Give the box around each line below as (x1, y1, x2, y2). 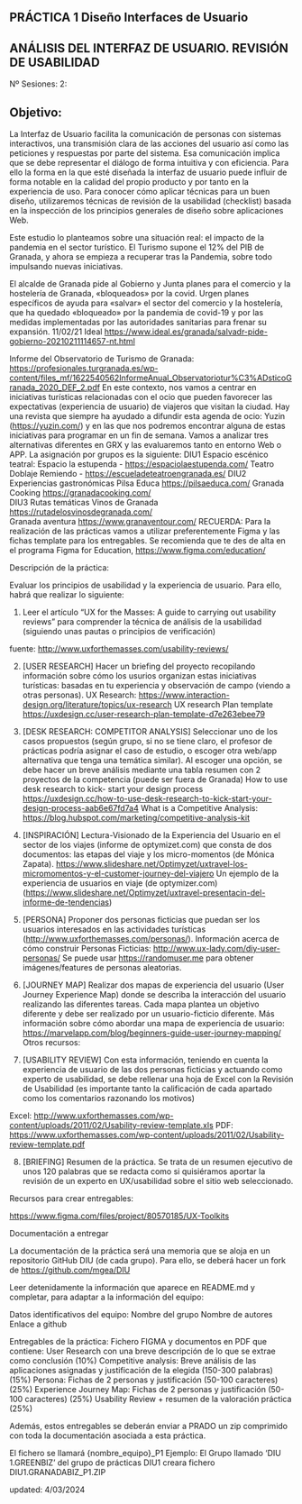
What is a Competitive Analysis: (141, 803, 259, 814)
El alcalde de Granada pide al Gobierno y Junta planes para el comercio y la (9, 278, 291, 289)
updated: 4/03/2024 (9, 1484, 86, 1495)
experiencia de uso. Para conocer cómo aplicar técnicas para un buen (9, 187, 270, 197)
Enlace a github (9, 1318, 68, 1330)
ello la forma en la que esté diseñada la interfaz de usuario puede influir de (9, 167, 288, 178)
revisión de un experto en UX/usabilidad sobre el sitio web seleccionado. (22, 1176, 294, 1187)
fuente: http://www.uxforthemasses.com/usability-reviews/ (9, 643, 229, 654)
